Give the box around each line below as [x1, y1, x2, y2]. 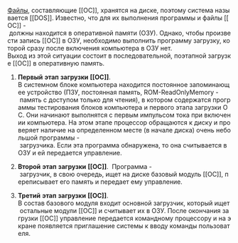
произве [205, 29, 231, 37]
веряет [17, 126, 39, 134]
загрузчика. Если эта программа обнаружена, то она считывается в [19, 141, 227, 149]
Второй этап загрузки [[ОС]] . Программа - [17, 162, 153, 170]
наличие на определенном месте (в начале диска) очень [40, 126, 215, 134]
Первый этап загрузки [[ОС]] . [17, 73, 112, 81]
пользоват [198, 222, 230, 230]
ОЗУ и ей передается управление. [17, 149, 122, 157]
